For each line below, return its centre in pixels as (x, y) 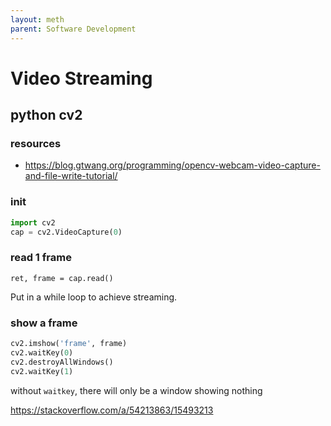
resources (36, 143)
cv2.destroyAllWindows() (62, 362)
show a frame (44, 323)
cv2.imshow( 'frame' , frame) (69, 344)
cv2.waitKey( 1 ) (42, 371)
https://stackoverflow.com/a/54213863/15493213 (112, 410)
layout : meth (37, 19)
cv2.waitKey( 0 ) (42, 352)
